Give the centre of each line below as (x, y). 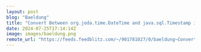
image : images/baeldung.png (41, 34)
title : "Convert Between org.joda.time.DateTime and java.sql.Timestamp (99, 23)
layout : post (22, 12)
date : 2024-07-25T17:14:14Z (41, 28)
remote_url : (21, 39)
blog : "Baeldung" (28, 17)
